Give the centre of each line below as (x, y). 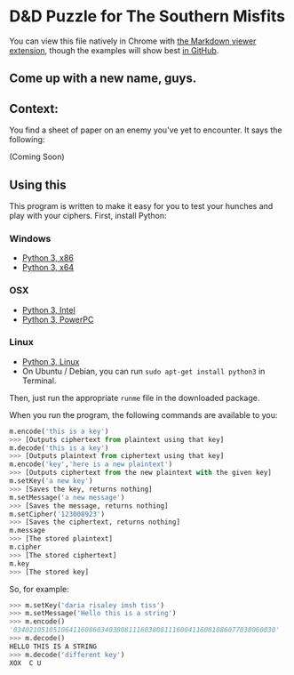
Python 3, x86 (48, 258)
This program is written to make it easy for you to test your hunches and (141, 205)
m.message (28, 531)
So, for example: (39, 589)
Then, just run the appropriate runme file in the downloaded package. (135, 398)
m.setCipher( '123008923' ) (57, 514)
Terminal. (39, 381)
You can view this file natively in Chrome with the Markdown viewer (133, 41)
